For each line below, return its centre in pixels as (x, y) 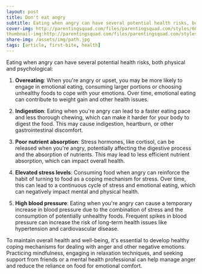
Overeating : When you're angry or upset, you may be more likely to (99, 80)
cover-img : (20, 28)
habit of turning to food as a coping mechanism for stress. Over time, (100, 179)
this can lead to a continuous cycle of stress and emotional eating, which (105, 185)
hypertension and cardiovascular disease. (67, 228)
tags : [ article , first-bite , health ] (54, 46)
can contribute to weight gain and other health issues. (82, 99)
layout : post (23, 12)
